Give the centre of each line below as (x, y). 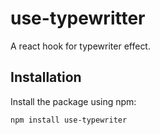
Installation (46, 77)
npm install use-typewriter (69, 120)
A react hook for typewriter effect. (80, 46)
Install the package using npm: (73, 101)
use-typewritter (78, 18)
